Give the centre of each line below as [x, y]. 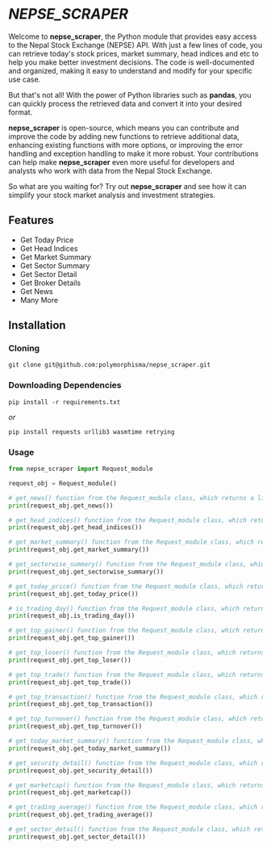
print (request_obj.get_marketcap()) [70, 792]
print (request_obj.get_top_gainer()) [72, 638]
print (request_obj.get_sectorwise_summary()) [86, 572]
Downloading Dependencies [65, 385]
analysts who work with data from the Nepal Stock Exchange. [110, 170]
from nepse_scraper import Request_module [81, 469]
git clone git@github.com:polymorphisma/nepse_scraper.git [110, 365]
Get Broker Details [50, 283]
